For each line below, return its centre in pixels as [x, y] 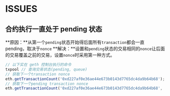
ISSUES [21, 9]
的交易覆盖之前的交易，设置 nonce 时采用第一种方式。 [60, 55]
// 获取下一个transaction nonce [38, 74]
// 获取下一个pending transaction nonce [47, 84]
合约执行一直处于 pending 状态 [54, 29]
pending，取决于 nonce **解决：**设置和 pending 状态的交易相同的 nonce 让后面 [85, 49]
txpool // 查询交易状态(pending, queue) [46, 69]
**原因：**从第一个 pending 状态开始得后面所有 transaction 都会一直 [75, 42]
